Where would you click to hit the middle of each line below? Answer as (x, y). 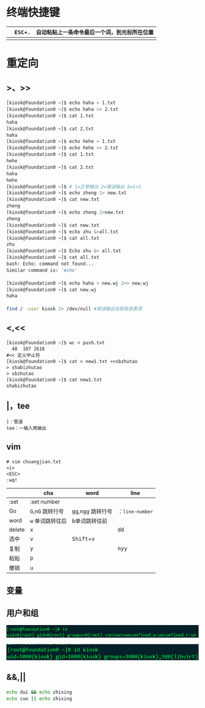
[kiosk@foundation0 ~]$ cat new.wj (52, 290)
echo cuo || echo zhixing (39, 699)
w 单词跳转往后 (48, 521)
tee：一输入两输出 (27, 428)
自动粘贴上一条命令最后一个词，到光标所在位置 (95, 32)
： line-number (135, 511)
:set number (45, 502)
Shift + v (84, 538)
